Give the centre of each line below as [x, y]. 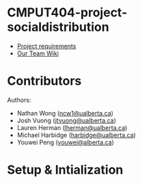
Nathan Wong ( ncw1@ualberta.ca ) [65, 113]
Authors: [19, 100]
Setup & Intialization [65, 170]
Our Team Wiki [38, 53]
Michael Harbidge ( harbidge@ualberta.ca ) [76, 135]
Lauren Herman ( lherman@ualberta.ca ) [72, 127]
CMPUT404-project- [67, 13]
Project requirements [46, 46]
